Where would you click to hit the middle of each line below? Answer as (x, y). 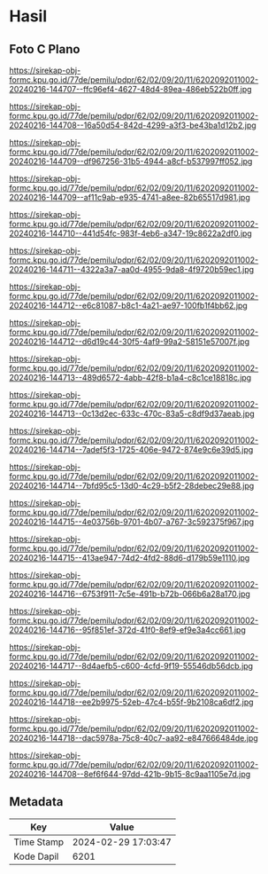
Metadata (36, 802)
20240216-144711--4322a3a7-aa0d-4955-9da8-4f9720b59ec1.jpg (132, 269)
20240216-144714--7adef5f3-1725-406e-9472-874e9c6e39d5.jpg (131, 449)
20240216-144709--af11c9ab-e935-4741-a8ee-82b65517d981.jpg (130, 197)
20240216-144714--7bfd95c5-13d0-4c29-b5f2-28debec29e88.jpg (132, 486)
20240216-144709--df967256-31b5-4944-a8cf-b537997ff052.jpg (131, 161)
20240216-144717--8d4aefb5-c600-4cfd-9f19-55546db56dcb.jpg (131, 666)
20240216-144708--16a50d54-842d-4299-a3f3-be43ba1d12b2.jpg (133, 125)
